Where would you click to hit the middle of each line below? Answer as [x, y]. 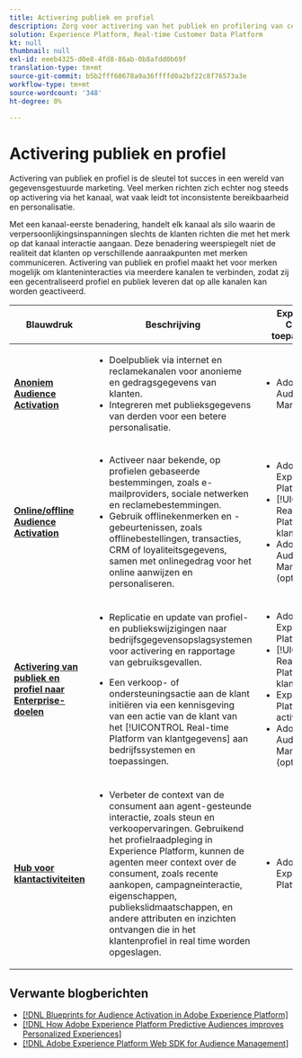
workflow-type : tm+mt [50, 84]
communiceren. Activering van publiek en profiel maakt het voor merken [143, 262]
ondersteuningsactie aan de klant [179, 694]
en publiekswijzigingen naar [168, 628]
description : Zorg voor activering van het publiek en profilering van [146, 26]
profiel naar [40, 689]
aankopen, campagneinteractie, [176, 885]
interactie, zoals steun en [162, 817]
